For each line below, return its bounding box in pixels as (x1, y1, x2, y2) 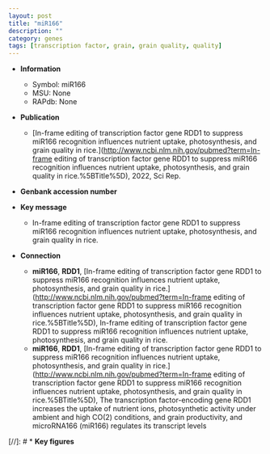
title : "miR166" (8, 19, 63, 27)
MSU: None (32, 88, 71, 98)
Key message (19, 203, 67, 212)
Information (19, 64, 61, 74)
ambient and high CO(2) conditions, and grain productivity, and (32, 413, 243, 422)
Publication (19, 112, 60, 122)
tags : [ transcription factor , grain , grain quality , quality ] (8, 42, 222, 50)
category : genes (8, 34, 63, 43)
